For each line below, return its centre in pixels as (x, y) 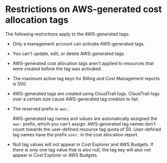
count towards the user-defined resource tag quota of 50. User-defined (87, 129)
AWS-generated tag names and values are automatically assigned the (85, 118)
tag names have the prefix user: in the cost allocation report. (75, 134)
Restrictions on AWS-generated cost (83, 9)
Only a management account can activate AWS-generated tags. (78, 43)
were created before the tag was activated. (57, 69)
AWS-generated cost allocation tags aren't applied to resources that (83, 63)
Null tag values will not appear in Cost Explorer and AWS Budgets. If (83, 144)
